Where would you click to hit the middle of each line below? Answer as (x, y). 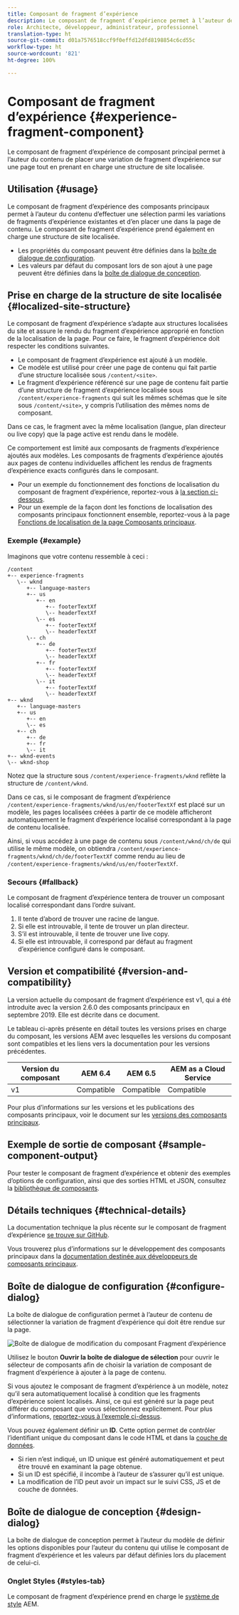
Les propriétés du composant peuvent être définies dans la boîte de (117, 250)
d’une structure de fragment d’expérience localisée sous (100, 390)
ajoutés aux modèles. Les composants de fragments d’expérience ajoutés (116, 455)
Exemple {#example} (44, 541)
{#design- (178, 1511)
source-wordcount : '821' (44, 54)
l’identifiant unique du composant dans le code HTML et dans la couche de (117, 1438)
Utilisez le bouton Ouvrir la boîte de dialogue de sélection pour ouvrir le (113, 1357)
